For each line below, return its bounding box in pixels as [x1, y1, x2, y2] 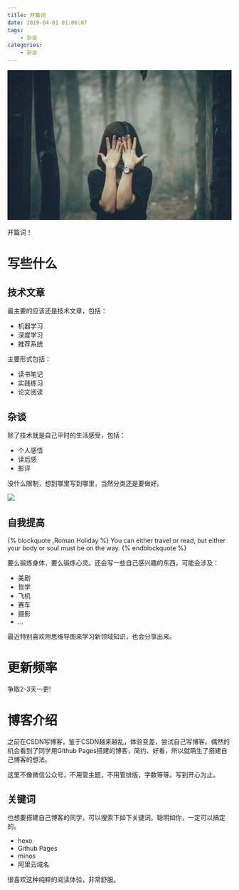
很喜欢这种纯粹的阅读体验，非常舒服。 [7, 875, 119, 884]
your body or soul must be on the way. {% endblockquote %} [7, 543, 187, 552]
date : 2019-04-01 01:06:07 [7, 19, 87, 26]
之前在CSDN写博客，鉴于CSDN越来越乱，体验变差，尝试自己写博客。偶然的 [7, 737, 230, 746]
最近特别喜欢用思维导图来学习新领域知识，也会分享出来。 [7, 632, 176, 640]
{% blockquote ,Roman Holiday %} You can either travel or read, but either [7, 536, 226, 545]
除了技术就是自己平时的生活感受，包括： [7, 430, 126, 439]
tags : [7, 26, 23, 34]
